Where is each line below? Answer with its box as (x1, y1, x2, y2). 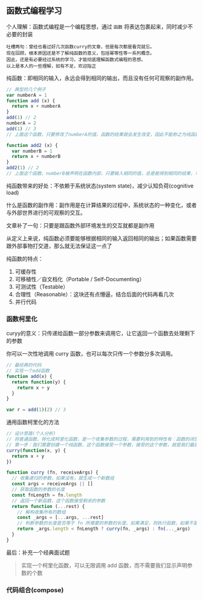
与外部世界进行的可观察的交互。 (6, 209, 86, 216)
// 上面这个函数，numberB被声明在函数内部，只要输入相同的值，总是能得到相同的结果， (6, 171, 195, 177)
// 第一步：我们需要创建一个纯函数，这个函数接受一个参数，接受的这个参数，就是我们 (6, 442, 190, 448)
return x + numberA (11, 103, 61, 109)
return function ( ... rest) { (11, 503, 85, 509)
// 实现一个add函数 (6, 368, 50, 374)
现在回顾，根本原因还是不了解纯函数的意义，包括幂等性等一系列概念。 (6, 50, 155, 56)
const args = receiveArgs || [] (11, 481, 94, 487)
